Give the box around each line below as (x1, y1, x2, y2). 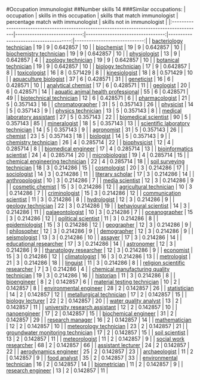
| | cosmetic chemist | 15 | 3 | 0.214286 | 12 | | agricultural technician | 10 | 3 (6, 183, 192, 190)
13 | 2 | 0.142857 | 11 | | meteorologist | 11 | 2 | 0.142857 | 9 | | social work (6, 335, 185, 342)
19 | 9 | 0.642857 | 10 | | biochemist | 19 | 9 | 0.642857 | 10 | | (36, 44, 186, 51)
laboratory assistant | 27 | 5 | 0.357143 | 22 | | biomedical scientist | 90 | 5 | (6, 113, 191, 121)
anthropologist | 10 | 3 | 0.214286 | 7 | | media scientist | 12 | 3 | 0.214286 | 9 (6, 177, 194, 184)
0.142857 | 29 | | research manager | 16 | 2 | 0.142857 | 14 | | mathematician (6, 316, 192, 323)
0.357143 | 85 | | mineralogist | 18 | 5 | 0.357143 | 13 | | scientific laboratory (6, 120, 190, 126)
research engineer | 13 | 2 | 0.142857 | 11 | (6, 367, 109, 374)
